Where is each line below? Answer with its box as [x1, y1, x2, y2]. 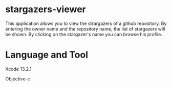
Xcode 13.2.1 [5, 66, 32, 72]
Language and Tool [5, 49, 89, 61]
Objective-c [5, 75, 30, 82]
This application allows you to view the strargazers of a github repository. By [5, 20, 167, 26]
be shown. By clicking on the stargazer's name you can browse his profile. [5, 31, 162, 37]
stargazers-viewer [5, 4, 86, 15]
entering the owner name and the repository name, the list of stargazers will [5, 25, 165, 32]
